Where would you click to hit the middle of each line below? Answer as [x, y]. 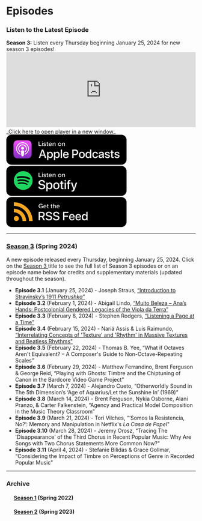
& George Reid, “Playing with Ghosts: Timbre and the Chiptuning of [98, 373]
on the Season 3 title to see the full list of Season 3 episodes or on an [92, 266]
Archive [18, 483]
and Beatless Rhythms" [44, 341]
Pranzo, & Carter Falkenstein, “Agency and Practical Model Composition [104, 405]
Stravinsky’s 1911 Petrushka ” [50, 297]
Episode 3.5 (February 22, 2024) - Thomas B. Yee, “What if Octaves [99, 348]
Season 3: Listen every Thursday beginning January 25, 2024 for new [93, 43]
